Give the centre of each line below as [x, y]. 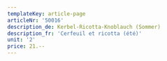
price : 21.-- [26, 46]
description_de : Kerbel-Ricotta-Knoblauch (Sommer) [84, 27]
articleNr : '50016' [36, 20]
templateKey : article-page [46, 14]
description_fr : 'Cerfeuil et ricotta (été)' [74, 33]
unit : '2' [22, 40]
